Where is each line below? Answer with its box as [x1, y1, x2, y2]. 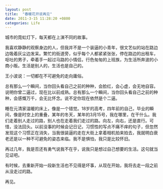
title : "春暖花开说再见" [5, 12, 52, 16]
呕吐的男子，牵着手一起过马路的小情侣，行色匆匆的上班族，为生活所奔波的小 [5, 57, 158, 63]
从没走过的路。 [5, 169, 35, 174]
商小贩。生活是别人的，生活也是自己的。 [5, 63, 86, 69]
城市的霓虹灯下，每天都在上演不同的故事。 [5, 34, 90, 40]
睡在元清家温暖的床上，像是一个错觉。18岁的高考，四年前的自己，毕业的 [5, 106, 150, 112]
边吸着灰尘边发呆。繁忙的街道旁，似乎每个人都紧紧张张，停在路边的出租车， [5, 51, 158, 57]
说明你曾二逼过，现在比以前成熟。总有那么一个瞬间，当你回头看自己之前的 [5, 89, 154, 95]
